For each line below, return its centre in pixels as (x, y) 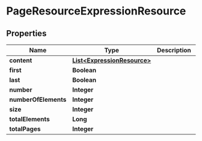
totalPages (25, 129)
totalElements (29, 119)
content (21, 60)
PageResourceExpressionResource (96, 11)
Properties (26, 33)
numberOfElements (38, 99)
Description (174, 50)
